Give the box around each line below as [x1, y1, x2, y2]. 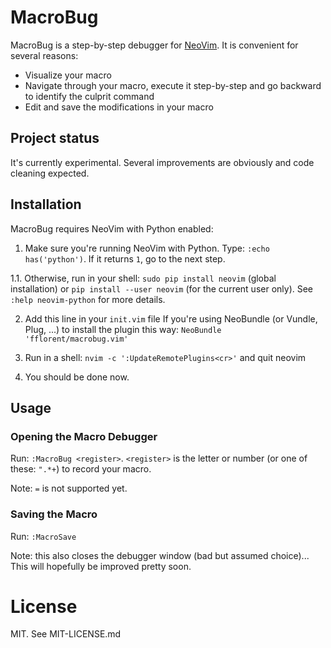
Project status [10, 130, 100, 147]
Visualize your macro [24, 69, 112, 81]
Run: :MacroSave [10, 530, 77, 542]
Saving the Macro [10, 507, 98, 521]
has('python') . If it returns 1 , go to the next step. [24, 252, 226, 265]
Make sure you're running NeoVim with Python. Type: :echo [24, 242, 270, 254]
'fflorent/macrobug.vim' [24, 334, 129, 344]
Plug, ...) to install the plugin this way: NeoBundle [24, 323, 222, 335]
